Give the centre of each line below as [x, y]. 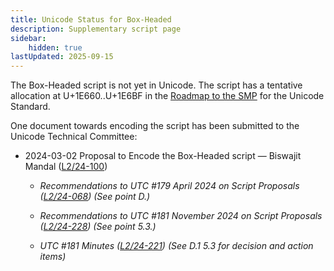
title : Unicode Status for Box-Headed [91, 19]
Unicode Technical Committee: [74, 137]
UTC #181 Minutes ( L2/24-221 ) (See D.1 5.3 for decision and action [176, 246]
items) [53, 257]
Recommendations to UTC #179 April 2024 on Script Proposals [169, 186]
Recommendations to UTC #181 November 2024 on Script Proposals [181, 216]
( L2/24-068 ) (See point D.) [95, 197]
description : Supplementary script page [96, 29]
